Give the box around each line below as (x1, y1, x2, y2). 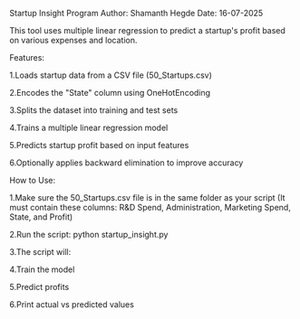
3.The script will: (9, 247, 72, 257)
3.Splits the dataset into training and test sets (9, 105, 179, 116)
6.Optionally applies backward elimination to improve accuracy (9, 157, 244, 168)
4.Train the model (9, 264, 75, 275)
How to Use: (9, 175, 56, 185)
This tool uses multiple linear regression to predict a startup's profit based (9, 25, 285, 35)
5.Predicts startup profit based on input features (9, 140, 189, 150)
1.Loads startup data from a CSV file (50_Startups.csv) (9, 70, 213, 80)
